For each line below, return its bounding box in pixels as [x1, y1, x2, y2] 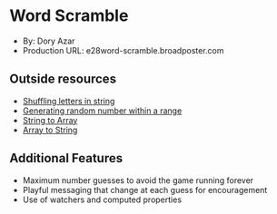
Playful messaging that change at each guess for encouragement [22, 184, 268, 195]
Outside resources [9, 72, 116, 87]
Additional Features [9, 151, 124, 166]
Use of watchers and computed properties [22, 194, 183, 205]
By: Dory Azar [22, 35, 75, 46]
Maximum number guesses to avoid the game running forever [22, 174, 254, 186]
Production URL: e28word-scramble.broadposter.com [22, 44, 224, 55]
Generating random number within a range [22, 105, 183, 116]
